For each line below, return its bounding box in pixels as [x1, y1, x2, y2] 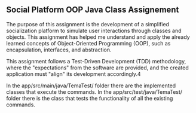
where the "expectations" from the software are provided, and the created [6, 64, 189, 71]
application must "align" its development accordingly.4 [6, 70, 142, 77]
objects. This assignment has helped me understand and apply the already [6, 33, 190, 41]
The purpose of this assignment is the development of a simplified [6, 20, 169, 28]
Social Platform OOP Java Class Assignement [6, 5, 179, 15]
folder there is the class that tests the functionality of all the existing [6, 94, 173, 102]
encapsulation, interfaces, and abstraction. [6, 46, 112, 53]
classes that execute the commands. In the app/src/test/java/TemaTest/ [6, 88, 183, 95]
